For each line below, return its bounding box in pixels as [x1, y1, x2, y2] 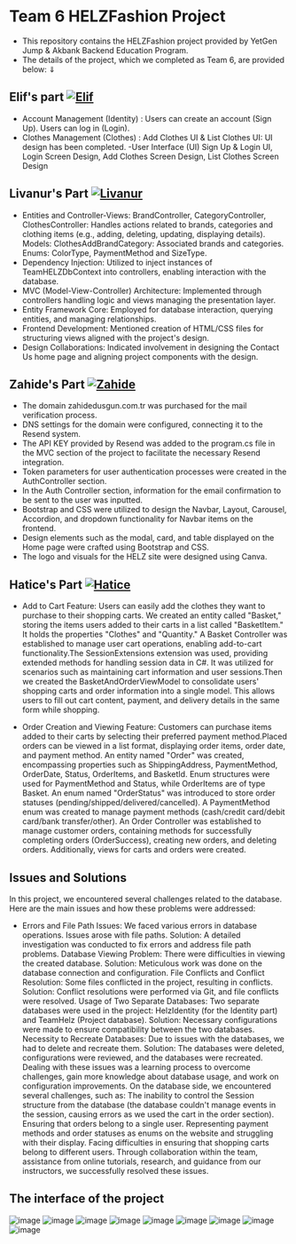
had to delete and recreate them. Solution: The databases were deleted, [21, 1043, 285, 1053]
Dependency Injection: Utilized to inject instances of [21, 257, 213, 267]
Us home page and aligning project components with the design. [21, 351, 259, 361]
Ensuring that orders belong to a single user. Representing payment [21, 1119, 269, 1129]
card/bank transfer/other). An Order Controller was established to [21, 816, 261, 827]
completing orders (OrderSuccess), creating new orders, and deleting [21, 835, 277, 845]
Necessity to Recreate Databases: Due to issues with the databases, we [21, 1034, 285, 1044]
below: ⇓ [21, 64, 56, 75]
